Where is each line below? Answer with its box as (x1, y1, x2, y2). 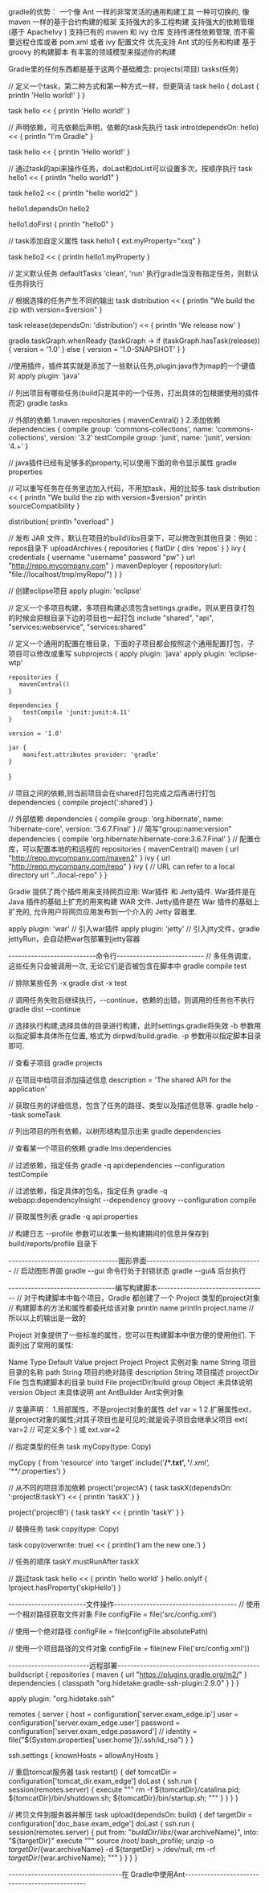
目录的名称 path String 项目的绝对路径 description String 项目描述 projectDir (8, 1368, 259, 1376)
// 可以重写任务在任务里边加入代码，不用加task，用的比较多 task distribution (8, 484, 261, 493)
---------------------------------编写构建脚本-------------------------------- (8, 1283, 261, 1292)
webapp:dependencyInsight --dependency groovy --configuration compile (8, 1196, 257, 1204)
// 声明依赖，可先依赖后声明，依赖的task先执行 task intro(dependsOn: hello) (8, 123, 259, 132)
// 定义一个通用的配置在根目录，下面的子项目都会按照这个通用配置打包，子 (8, 639, 255, 648)
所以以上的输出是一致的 (8, 1313, 86, 1323)
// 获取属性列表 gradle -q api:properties (8, 1212, 139, 1221)
